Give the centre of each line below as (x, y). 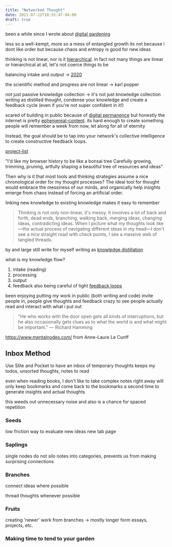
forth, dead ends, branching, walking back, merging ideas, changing (90, 218)
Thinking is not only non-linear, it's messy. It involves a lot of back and (92, 213)
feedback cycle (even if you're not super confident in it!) (64, 105)
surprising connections (30, 461)
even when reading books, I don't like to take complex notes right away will (84, 381)
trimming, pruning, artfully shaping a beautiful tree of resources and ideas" (84, 167)
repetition (15, 407)
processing (25, 275)
